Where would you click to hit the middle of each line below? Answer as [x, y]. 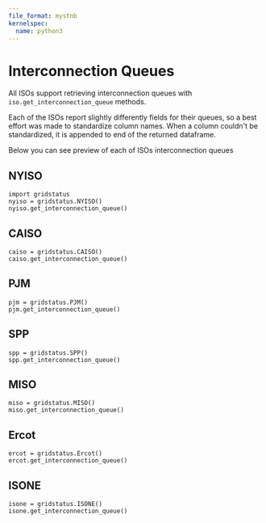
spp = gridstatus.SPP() [48, 352]
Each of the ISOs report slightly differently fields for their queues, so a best [133, 117]
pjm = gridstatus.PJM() [48, 302]
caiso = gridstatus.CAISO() [56, 251]
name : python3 [39, 31]
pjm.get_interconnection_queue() [64, 309]
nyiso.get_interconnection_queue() [68, 209]
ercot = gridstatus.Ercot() [56, 453]
